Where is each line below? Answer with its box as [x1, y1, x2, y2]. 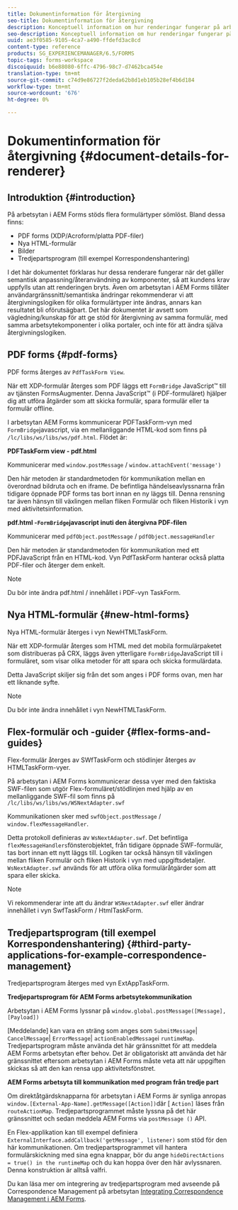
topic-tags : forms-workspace [7, 57, 93, 64]
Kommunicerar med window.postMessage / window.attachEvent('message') [7, 460, 222, 469]
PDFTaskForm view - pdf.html [7, 447, 97, 455]
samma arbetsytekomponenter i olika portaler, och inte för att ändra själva [7, 321, 223, 329]
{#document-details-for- [79, 148, 230, 164]
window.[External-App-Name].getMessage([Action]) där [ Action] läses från [7, 1099, 225, 1108]
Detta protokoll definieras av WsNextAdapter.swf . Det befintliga [7, 834, 188, 842]
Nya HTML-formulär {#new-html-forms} [7, 609, 190, 621]
